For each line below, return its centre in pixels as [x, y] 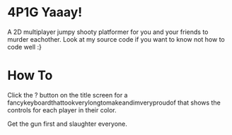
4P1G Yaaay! [45, 12]
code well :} [25, 47]
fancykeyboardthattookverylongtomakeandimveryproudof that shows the [114, 102]
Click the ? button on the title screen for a [68, 95]
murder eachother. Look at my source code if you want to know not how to [116, 39]
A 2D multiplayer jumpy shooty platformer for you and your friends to [108, 32]
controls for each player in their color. [62, 110]
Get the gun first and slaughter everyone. [67, 124]
